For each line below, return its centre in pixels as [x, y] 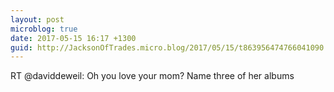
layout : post [37, 19]
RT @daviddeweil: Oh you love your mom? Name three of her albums [152, 76]
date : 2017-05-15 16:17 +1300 [73, 38]
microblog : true [44, 29]
